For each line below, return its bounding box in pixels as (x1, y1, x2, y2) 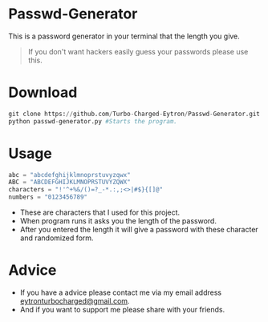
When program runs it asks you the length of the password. (19, 216, 217, 226)
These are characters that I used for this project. (19, 207, 181, 217)
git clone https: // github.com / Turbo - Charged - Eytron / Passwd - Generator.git (8, 110, 261, 118)
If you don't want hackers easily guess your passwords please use (27, 46, 249, 56)
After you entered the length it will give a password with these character (19, 225, 258, 235)
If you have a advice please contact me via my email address (19, 288, 222, 297)
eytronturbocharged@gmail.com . (19, 296, 130, 305)
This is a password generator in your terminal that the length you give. (8, 31, 241, 41)
